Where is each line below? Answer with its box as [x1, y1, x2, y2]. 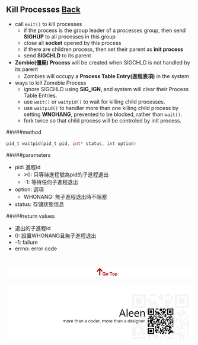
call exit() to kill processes [14, 20, 82, 27]
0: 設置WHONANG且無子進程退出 [14, 232, 97, 239]
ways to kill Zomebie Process [14, 79, 87, 86]
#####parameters [6, 151, 51, 159]
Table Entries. [23, 92, 58, 99]
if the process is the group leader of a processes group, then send [23, 27, 186, 34]
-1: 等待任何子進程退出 [23, 178, 78, 185]
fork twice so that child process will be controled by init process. [23, 117, 182, 124]
